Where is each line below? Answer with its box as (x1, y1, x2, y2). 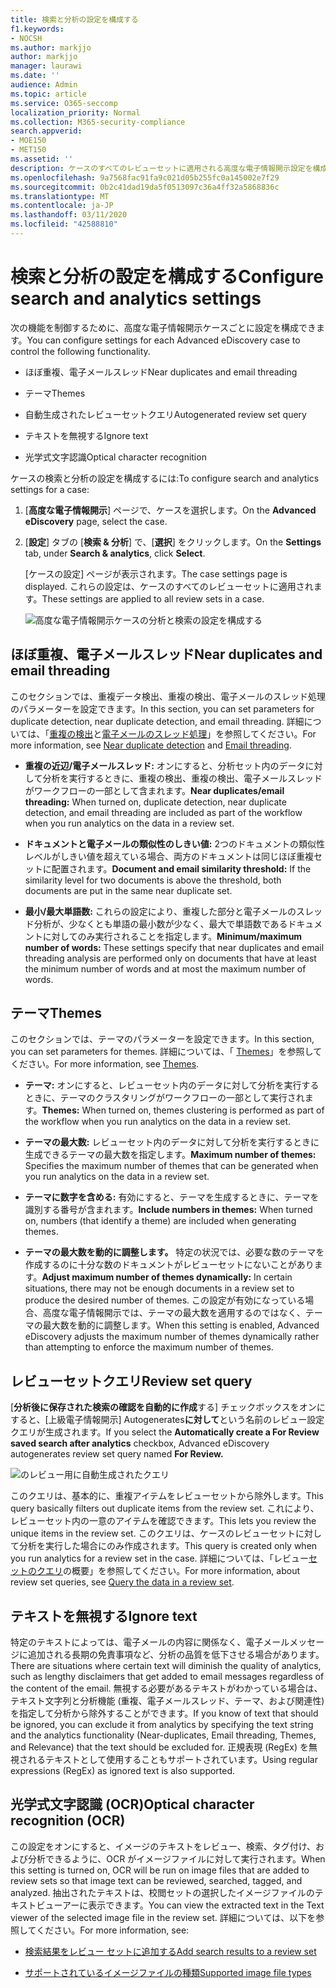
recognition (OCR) (10, 1812, 126, 1830)
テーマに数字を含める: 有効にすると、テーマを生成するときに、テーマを (24, 1191, 320, 1203)
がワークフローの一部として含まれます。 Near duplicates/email (24, 784, 285, 796)
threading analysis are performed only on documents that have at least (24, 952, 317, 964)
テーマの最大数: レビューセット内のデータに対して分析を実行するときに (24, 1136, 320, 1148)
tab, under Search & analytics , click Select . (24, 547, 206, 559)
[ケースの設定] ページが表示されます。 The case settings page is (24, 567, 288, 580)
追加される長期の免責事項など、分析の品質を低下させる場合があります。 (27, 1649, 325, 1661)
